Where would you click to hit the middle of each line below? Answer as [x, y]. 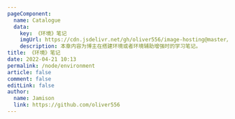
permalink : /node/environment [51, 66]
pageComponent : [29, 14]
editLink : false [31, 85]
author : [19, 92]
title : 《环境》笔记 [34, 53]
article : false [29, 72]
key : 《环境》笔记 [43, 33]
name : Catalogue [37, 20]
